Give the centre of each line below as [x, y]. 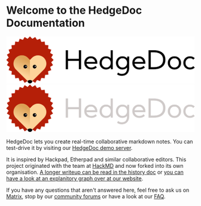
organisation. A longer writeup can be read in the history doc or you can [95, 172]
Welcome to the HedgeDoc [74, 10]
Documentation [46, 23]
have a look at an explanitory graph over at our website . [75, 178]
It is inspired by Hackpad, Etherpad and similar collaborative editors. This [96, 159]
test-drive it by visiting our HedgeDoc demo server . [69, 147]
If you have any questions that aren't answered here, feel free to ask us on [98, 190]
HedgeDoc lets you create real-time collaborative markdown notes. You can [100, 142]
